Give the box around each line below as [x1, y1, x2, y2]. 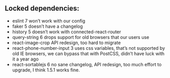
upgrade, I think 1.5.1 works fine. [12, 67, 80, 73]
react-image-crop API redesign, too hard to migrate [12, 40, 121, 46]
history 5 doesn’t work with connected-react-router [12, 28, 121, 35]
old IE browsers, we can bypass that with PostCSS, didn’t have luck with [12, 50, 165, 56]
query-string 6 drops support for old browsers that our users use [12, 34, 150, 40]
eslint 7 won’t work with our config [12, 17, 86, 24]
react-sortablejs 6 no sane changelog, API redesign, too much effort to [12, 61, 162, 67]
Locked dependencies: [5, 4, 80, 13]
